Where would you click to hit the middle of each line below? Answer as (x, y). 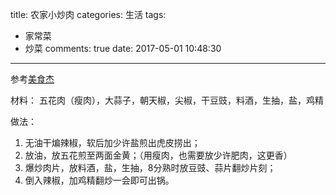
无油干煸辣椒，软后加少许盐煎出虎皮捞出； (112, 142)
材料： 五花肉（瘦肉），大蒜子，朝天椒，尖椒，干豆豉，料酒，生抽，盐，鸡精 (167, 100)
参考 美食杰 (32, 79)
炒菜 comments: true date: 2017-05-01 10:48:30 (123, 48)
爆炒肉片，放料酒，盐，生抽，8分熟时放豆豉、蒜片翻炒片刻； (150, 167)
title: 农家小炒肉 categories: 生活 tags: (88, 14)
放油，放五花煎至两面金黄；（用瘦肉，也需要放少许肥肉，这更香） (158, 155)
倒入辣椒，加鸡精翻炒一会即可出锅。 (99, 180)
